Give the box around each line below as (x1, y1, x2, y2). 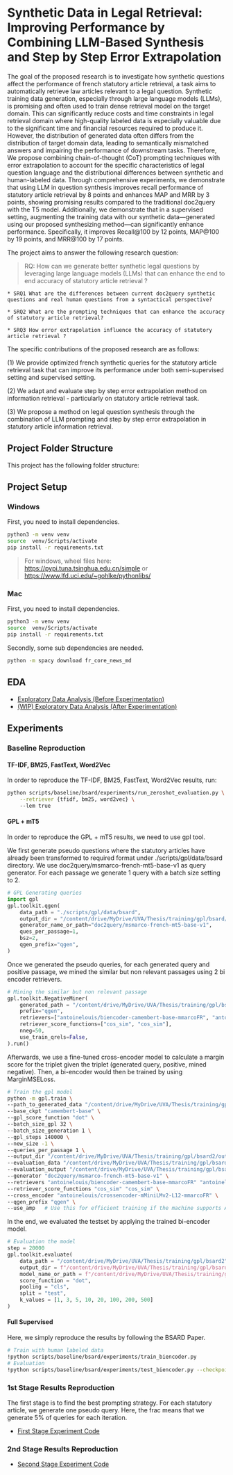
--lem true (19, 802, 51, 809)
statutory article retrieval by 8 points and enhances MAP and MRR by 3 (7, 190, 210, 199)
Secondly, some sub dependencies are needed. (7, 644, 144, 652)
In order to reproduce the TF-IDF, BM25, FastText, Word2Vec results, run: (7, 776, 217, 784)
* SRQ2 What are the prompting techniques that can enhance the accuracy (7, 308, 225, 315)
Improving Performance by (7, 19, 165, 35)
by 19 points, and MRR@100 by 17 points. (7, 234, 125, 243)
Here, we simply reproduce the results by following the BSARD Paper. (7, 1334, 206, 1342)
